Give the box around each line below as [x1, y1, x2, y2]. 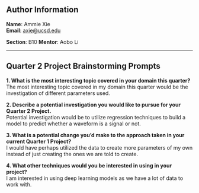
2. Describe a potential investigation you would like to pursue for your [6, 101, 181, 108]
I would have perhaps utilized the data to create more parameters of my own [6, 144, 193, 151]
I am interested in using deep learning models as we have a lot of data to [6, 175, 184, 182]
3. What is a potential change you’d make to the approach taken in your [6, 131, 185, 138]
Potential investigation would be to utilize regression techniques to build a [6, 113, 186, 121]
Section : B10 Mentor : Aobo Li [6, 38, 79, 45]
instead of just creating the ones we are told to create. [6, 150, 138, 157]
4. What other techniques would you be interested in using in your [6, 162, 172, 169]
